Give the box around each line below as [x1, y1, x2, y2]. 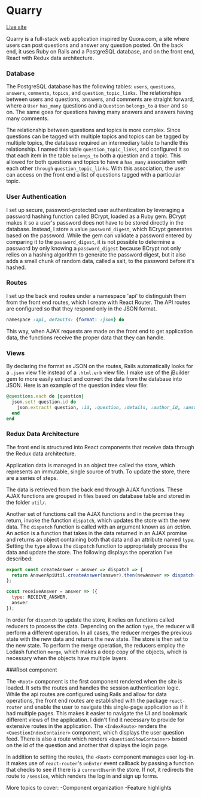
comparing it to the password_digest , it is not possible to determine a [6, 238, 175, 245]
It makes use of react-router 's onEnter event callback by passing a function [6, 759, 194, 766]
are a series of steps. [6, 474, 59, 481]
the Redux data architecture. [6, 450, 77, 457]
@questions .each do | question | [6, 393, 84, 399]
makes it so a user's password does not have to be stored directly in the [6, 219, 184, 226]
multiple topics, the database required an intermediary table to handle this [6, 139, 188, 147]
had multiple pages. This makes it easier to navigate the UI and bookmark [6, 709, 187, 717]
